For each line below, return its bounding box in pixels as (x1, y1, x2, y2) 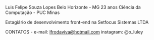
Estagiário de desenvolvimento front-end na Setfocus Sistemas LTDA (5, 19, 149, 25)
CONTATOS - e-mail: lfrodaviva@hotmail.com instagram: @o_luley (5, 29, 143, 34)
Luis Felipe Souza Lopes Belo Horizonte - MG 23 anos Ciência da (5, 4, 141, 10)
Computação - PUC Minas (5, 9, 60, 15)
